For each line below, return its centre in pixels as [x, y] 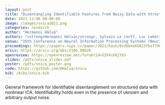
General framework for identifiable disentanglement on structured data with [82, 87]
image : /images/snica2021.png [36, 23]
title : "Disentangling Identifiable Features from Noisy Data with [76, 14]
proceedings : [18, 46]
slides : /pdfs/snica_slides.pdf [38, 60]
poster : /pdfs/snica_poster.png [38, 64]
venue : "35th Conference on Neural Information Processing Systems [76, 42]
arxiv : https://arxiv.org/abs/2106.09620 [48, 50]
